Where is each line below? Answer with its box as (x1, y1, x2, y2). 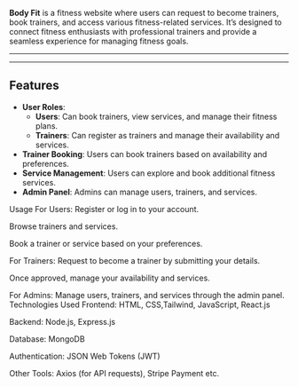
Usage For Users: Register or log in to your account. (9, 203, 200, 214)
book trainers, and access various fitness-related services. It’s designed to (9, 17, 282, 28)
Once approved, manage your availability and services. (9, 272, 210, 283)
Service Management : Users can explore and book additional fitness (21, 168, 276, 178)
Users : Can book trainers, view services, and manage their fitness (35, 111, 278, 122)
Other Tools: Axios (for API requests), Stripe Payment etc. (9, 367, 220, 378)
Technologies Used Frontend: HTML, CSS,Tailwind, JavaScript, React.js (9, 299, 271, 310)
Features (9, 78, 59, 93)
